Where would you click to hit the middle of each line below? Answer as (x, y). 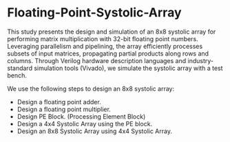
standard (20, 68)
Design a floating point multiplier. (64, 109)
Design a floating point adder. (59, 102)
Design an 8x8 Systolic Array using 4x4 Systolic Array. (94, 131)
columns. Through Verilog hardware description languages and (97, 60)
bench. (17, 75)
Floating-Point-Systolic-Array (94, 13)
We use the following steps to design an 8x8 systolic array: (91, 88)
